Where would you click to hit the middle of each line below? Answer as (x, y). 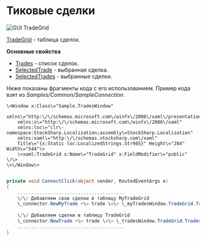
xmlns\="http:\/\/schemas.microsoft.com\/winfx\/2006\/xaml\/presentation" (105, 117)
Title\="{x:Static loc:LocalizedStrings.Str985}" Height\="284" (101, 143)
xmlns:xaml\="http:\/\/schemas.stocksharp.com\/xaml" (87, 138)
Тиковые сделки (51, 11)
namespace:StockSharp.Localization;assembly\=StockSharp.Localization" (100, 132)
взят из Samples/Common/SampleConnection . (66, 94)
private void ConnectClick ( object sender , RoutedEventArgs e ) (87, 181)
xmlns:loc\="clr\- (41, 127)
